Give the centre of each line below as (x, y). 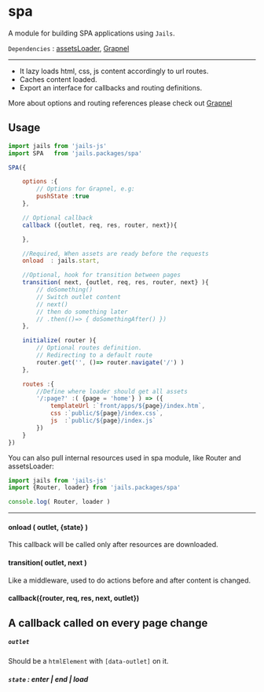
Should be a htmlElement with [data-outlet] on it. (88, 661)
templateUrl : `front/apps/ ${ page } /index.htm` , (128, 406)
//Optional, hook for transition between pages (101, 275)
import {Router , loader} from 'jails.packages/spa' (94, 488)
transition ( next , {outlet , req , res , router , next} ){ (116, 283)
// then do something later (82, 312)
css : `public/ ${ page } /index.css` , (106, 413)
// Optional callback (57, 218)
